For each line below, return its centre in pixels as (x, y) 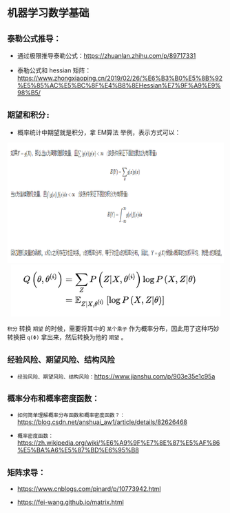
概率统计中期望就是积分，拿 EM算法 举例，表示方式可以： (99, 132)
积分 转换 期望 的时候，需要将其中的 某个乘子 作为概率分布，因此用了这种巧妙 (113, 328)
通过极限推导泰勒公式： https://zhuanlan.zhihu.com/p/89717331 (106, 56)
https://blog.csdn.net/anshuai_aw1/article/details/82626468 (102, 422)
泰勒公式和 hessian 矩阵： (54, 70)
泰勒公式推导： (34, 39)
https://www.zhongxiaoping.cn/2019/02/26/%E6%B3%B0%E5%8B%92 (120, 78)
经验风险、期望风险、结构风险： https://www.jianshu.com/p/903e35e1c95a (116, 376)
